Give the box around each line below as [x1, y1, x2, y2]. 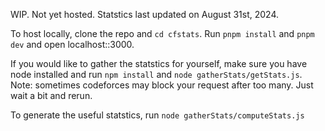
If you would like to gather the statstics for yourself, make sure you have [10, 58, 308, 69]
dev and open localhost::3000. [10, 39, 135, 50]
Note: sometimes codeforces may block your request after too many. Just [10, 79, 314, 91]
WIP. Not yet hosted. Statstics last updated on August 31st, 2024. [10, 9, 280, 20]
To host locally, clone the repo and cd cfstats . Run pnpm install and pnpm [10, 28, 315, 39]
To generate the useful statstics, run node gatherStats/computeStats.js [10, 109, 305, 121]
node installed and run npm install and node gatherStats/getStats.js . [10, 69, 303, 80]
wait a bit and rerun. [10, 90, 93, 101]
